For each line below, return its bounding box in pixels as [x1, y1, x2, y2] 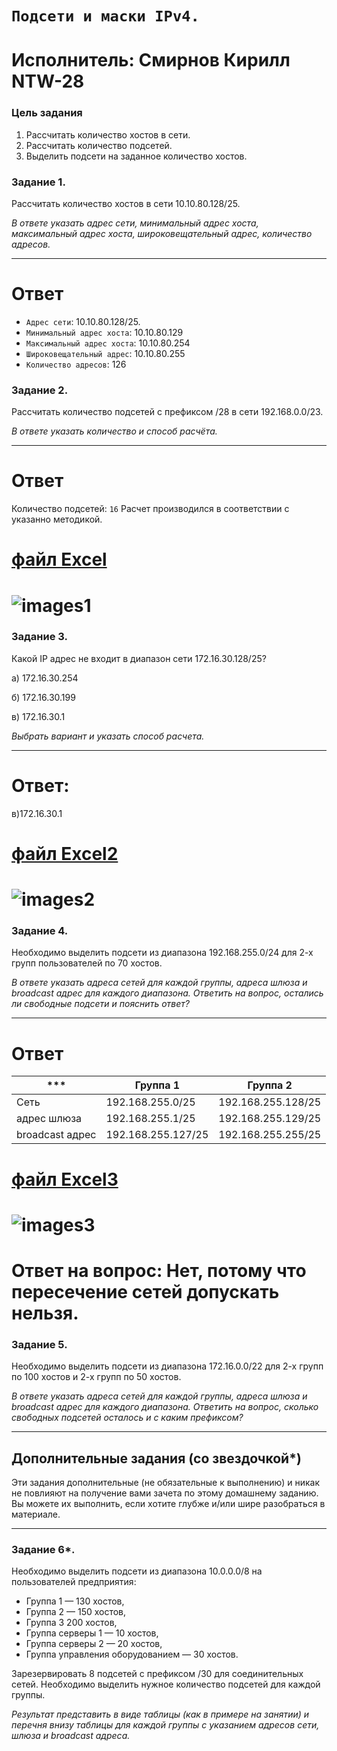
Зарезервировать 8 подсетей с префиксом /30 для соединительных [11, 1668, 304, 1680]
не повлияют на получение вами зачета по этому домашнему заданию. [11, 1487, 319, 1499]
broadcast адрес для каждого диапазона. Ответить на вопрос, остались [11, 987, 324, 999]
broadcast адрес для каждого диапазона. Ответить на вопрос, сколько [11, 1401, 319, 1413]
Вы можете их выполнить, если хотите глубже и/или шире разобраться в [11, 1498, 326, 1510]
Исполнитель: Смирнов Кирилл [11, 49, 291, 72]
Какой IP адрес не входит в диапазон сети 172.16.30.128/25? [11, 652, 267, 664]
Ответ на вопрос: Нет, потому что [11, 1259, 307, 1282]
